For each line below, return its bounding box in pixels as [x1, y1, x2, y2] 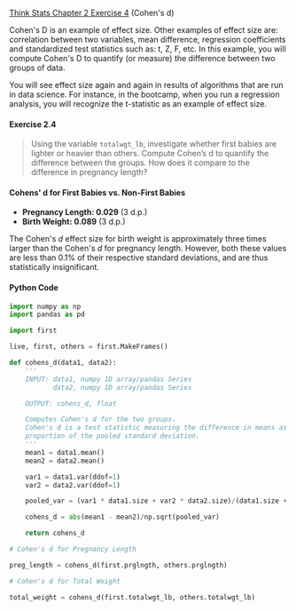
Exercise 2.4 [9, 119, 57, 130]
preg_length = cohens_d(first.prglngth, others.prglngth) [9, 560, 228, 569]
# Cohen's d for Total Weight [9, 576, 121, 585]
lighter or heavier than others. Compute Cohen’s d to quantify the [30, 148, 269, 159]
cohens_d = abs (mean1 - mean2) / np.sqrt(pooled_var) [25, 512, 220, 522]
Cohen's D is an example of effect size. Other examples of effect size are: [9, 25, 278, 35]
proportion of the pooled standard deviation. [25, 432, 200, 440]
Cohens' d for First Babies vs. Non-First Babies [9, 186, 186, 198]
